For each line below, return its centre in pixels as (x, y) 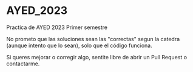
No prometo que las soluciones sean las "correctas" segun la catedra (93, 39)
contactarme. (23, 64)
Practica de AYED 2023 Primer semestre (57, 27)
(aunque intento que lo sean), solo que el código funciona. (80, 45)
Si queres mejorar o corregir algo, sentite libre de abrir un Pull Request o (96, 57)
